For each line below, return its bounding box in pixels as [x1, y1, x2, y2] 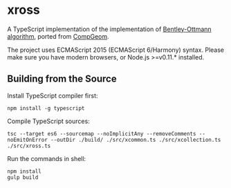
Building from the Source [7, 73, 117, 85]
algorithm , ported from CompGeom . [7, 32, 109, 40]
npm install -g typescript [7, 104, 85, 112]
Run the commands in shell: [7, 154, 86, 162]
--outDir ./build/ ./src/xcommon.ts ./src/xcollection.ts [50, 136, 221, 143]
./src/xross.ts [7, 142, 51, 149]
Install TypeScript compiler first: [7, 91, 98, 100]
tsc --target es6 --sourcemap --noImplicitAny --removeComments [7, 130, 196, 137]
